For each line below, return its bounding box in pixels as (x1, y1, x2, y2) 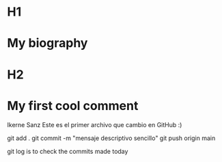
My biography (7, 36, 88, 51)
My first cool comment (7, 98, 139, 113)
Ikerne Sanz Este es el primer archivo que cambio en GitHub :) (7, 120, 182, 129)
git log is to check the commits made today (7, 147, 128, 155)
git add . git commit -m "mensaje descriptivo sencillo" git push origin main (7, 134, 216, 142)
